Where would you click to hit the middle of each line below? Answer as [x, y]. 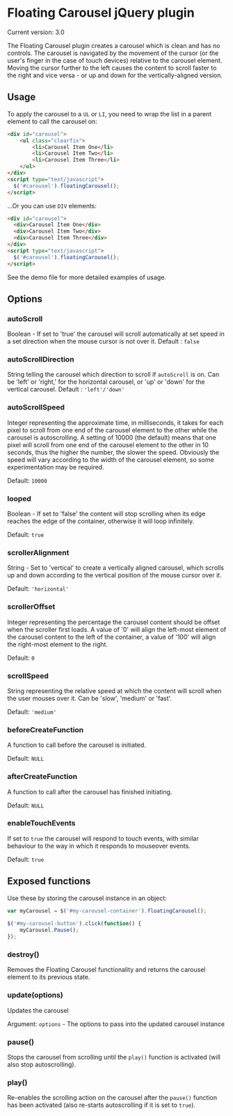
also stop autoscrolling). [42, 1064]
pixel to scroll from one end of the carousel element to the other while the [112, 430]
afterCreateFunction [42, 777]
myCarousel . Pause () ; [49, 930]
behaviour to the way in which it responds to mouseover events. [99, 846]
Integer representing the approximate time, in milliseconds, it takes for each [115, 422]
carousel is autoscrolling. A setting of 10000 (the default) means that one [112, 437]
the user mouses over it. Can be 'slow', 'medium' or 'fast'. [90, 698]
